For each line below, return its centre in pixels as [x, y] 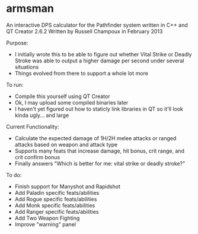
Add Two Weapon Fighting [47, 218]
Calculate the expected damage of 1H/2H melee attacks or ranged [95, 138]
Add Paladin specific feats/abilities [57, 192]
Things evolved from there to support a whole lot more [81, 73]
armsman [30, 9]
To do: [14, 175]
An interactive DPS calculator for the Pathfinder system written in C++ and [97, 25]
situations [27, 67]
